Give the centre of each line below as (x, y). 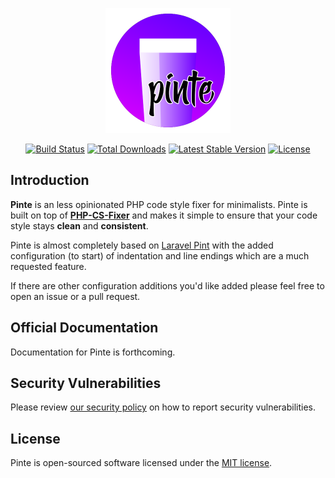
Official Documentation (84, 328)
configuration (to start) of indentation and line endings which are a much (160, 255)
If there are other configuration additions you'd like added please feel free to (167, 285)
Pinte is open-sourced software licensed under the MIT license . (141, 463)
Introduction (50, 180)
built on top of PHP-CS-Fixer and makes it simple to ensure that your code (164, 215)
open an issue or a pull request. (75, 296)
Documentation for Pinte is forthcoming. (93, 352)
